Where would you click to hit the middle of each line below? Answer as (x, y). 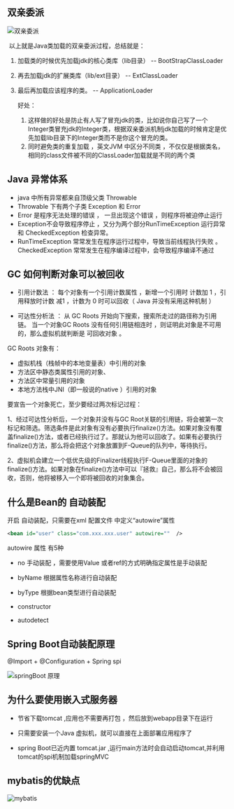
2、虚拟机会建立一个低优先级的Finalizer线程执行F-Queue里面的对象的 (108, 460)
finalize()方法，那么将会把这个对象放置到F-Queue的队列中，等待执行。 (109, 445)
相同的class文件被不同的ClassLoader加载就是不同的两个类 (111, 155)
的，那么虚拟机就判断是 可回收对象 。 (71, 333)
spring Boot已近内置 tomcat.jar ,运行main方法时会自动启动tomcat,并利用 (121, 747)
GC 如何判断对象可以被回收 (66, 274)
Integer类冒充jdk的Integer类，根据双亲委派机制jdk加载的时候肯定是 (124, 129)
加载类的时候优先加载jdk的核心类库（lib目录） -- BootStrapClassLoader (120, 60)
